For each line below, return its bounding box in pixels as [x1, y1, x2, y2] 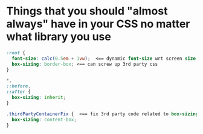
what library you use [6, 30, 112, 43]
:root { [6, 49, 26, 56]
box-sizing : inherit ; [11, 95, 66, 101]
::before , [6, 83, 31, 89]
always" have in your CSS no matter [6, 17, 190, 31]
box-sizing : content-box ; [11, 116, 77, 123]
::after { [6, 89, 31, 95]
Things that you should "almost [6, 4, 168, 18]
